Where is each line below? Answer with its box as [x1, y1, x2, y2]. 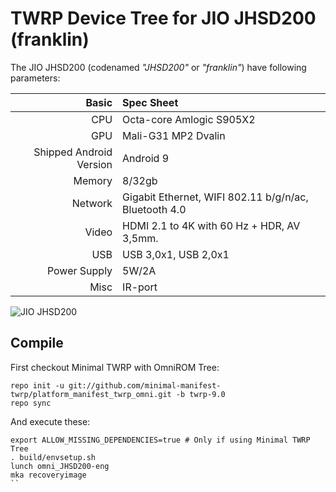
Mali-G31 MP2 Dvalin [122, 128, 226, 142]
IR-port [122, 280, 158, 294]
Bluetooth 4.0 [122, 202, 187, 216]
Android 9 [122, 151, 170, 165]
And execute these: [10, 415, 91, 427]
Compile [10, 335, 64, 352]
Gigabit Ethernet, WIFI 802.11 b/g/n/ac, [122, 190, 309, 204]
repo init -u [10, 380, 65, 391]
